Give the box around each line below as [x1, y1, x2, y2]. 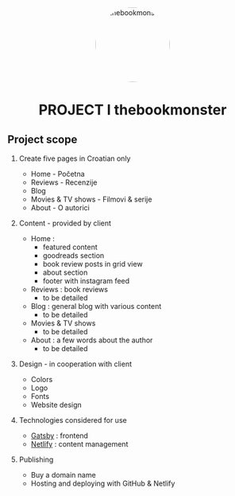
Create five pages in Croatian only [18, 154, 131, 163]
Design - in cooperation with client [18, 359, 133, 369]
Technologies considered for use [18, 416, 128, 424]
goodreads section [42, 251, 105, 260]
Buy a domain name [30, 471, 96, 479]
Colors [30, 375, 53, 384]
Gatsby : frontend [30, 431, 89, 440]
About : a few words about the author [30, 335, 153, 345]
